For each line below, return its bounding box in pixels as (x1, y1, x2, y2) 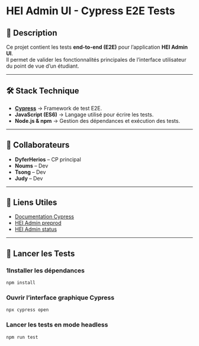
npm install (6, 280, 36, 286)
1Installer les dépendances (6, 266, 85, 274)
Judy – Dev (14, 174, 43, 182)
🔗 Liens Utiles (6, 198, 57, 208)
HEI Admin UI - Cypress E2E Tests (6, 4, 175, 18)
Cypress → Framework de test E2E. (14, 104, 102, 112)
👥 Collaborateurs (6, 140, 70, 150)
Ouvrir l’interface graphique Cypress (6, 294, 114, 302)
